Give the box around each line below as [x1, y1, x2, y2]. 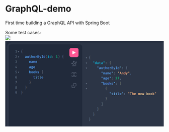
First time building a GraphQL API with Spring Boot [5, 20, 110, 26]
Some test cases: [5, 29, 41, 35]
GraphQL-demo [5, 3, 71, 15]
